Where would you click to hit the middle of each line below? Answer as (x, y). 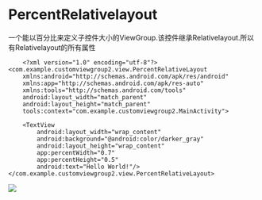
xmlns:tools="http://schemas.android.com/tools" (104, 90)
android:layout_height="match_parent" (87, 104)
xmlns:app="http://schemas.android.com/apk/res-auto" (113, 83)
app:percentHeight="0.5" (78, 160)
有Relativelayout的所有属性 (52, 47)
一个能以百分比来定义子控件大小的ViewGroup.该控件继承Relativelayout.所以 (131, 37)
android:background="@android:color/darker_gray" (120, 139)
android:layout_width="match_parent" (85, 97)
